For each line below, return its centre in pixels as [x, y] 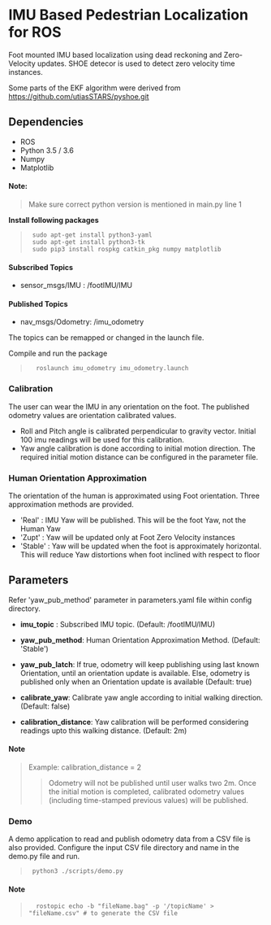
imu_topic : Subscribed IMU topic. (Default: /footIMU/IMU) [118, 624]
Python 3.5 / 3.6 [47, 150]
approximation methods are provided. [71, 504]
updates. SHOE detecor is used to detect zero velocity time [136, 63]
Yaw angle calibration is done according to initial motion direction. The [138, 448]
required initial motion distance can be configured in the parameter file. [139, 456]
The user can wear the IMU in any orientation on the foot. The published [129, 406]
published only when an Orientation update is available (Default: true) [136, 682]
